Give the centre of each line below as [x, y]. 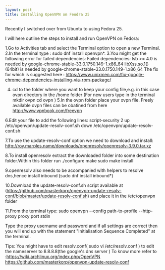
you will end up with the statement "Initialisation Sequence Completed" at [80, 231]
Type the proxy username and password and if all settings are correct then [81, 226]
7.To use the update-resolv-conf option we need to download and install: [79, 140]
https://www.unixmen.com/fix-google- [105, 74]
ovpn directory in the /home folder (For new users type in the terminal [83, 95]
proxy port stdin [34, 216]
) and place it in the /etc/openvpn [121, 196]
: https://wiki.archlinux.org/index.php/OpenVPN [53, 257]
